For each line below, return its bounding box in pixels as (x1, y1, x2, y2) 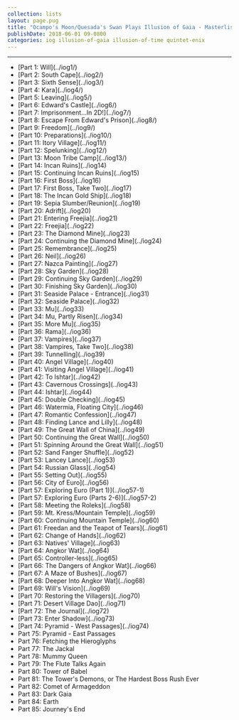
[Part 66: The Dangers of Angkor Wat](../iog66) (17, 562, 156, 570)
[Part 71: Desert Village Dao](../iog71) (17, 599, 127, 608)
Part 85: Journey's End (17, 705, 85, 714)
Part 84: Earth (17, 697, 59, 706)
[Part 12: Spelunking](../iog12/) (17, 146, 107, 155)
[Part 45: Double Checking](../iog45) (17, 395, 126, 404)
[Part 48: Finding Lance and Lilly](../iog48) (17, 418, 143, 426)
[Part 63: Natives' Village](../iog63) (17, 539, 121, 547)
